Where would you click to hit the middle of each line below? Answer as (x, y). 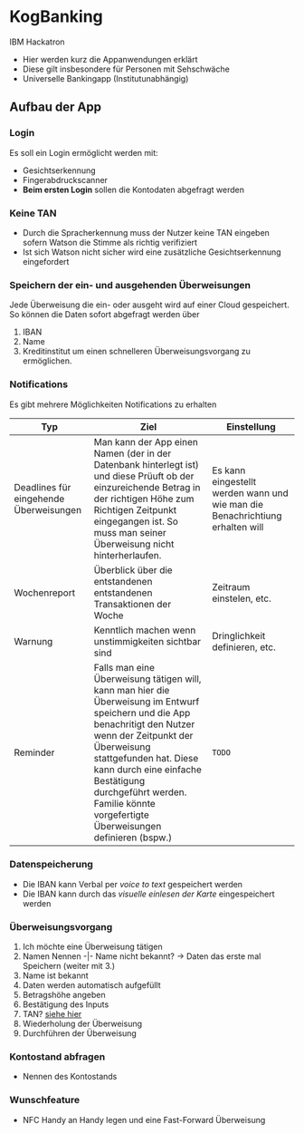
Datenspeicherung (51, 865)
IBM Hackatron (37, 42)
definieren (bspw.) (133, 838)
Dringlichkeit (239, 635)
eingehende (39, 499)
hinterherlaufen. (128, 555)
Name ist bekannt (55, 975)
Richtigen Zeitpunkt (135, 509)
